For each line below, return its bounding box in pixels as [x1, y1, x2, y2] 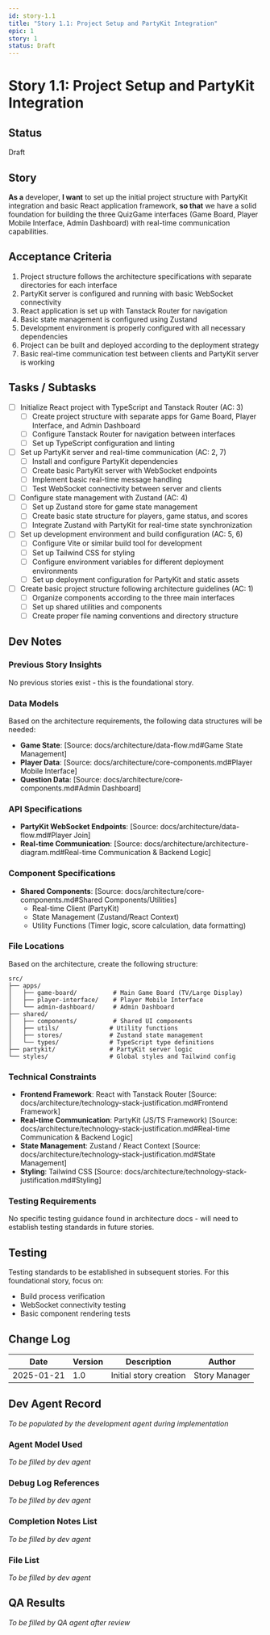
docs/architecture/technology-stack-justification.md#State [19, 1149, 216, 1160]
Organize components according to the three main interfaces [31, 592, 235, 602]
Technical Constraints [8, 1071, 97, 1082]
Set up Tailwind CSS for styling [31, 547, 135, 558]
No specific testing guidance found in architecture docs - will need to [8, 1214, 239, 1224]
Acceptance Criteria [8, 250, 112, 263]
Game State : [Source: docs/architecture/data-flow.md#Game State [19, 740, 243, 750]
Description [125, 1356, 172, 1367]
